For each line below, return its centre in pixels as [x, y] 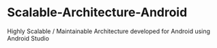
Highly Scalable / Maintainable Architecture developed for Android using [108, 31]
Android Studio [28, 38]
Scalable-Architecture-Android [97, 13]
